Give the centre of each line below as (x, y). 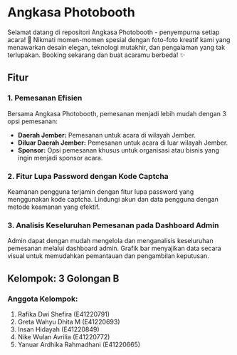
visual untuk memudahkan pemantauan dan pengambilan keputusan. (109, 256)
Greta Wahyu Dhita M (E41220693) (69, 321)
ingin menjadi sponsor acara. (60, 158)
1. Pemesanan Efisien (45, 98)
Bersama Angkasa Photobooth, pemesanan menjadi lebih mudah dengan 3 (117, 113)
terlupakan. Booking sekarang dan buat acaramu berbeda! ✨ (96, 55)
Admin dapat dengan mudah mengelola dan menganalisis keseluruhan (110, 241)
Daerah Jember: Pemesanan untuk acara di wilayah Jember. (107, 135)
